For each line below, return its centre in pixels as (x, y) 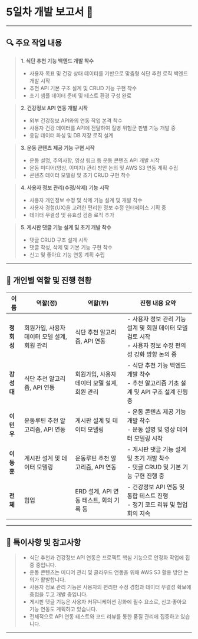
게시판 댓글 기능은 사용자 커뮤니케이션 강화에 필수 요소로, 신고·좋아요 (108, 602)
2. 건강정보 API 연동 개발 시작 (54, 108)
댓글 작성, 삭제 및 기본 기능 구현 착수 (71, 247)
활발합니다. (53, 580)
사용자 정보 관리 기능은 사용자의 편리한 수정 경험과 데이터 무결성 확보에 (110, 587)
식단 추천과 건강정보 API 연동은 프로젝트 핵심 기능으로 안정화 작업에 (107, 558)
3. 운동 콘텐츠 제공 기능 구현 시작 (58, 147)
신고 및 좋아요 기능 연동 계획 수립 (67, 255)
